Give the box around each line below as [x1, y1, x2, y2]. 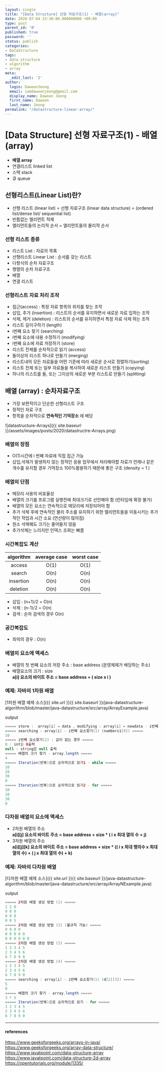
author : [5, 80, 21, 85]
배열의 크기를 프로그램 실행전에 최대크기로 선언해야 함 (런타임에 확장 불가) [12, 496, 152, 502]
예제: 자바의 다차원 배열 [5, 863, 57, 870]
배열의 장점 [5, 441, 30, 448]
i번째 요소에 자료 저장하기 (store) [12, 341, 75, 346]
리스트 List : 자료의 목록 [12, 248, 57, 254]
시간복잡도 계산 [5, 540, 39, 547]
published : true [5, 30, 38, 35]
